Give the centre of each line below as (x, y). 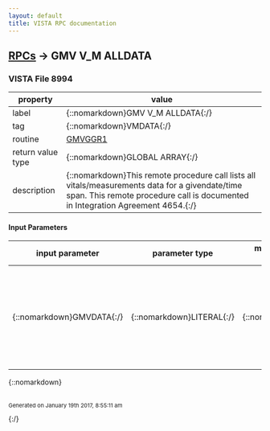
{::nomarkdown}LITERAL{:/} (183, 317)
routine (26, 139)
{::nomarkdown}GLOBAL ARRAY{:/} (132, 158)
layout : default (35, 16)
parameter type (183, 253)
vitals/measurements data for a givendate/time (154, 186)
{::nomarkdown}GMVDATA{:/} (68, 317)
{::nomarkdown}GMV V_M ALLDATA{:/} (139, 113)
